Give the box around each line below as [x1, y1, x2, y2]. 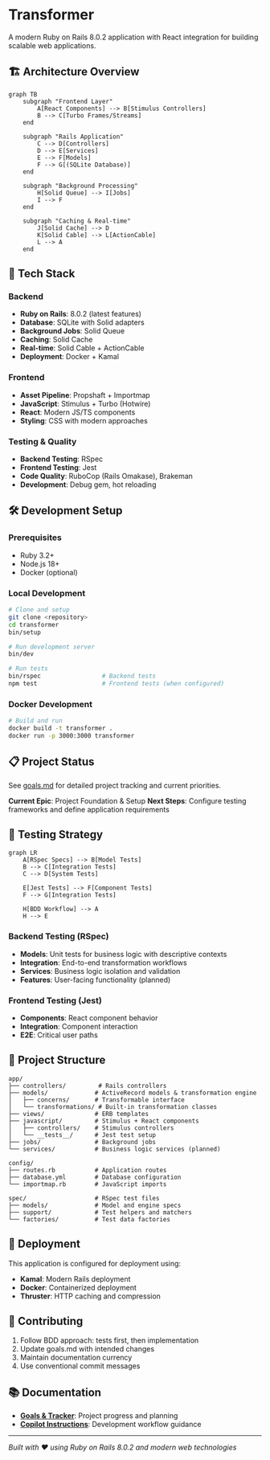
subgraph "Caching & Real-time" [22, 217, 131, 225]
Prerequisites [8, 532, 62, 543]
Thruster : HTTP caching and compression [19, 1291, 161, 1301]
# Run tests [8, 665, 48, 673]
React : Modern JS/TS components [19, 407, 136, 417]
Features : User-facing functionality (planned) [19, 975, 171, 984]
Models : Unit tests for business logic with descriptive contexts [19, 949, 227, 959]
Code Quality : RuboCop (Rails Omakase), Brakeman [19, 472, 193, 481]
